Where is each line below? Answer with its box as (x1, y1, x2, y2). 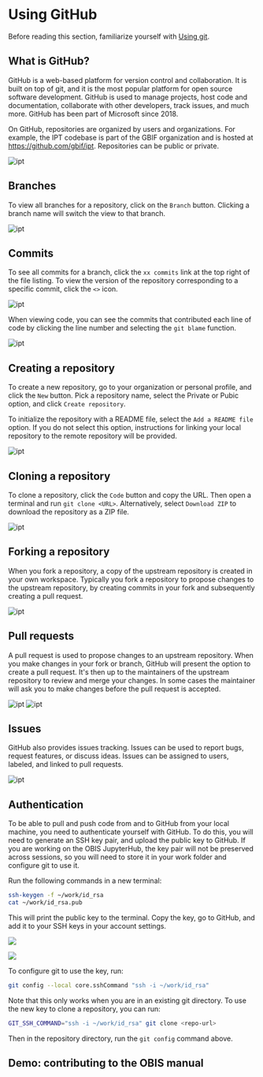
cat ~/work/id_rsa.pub (8, 899, 83, 907)
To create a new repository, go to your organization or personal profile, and (8, 383, 252, 392)
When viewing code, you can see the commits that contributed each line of (8, 315, 252, 324)
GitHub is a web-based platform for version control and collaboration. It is (8, 75, 247, 84)
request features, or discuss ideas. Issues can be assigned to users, (8, 751, 229, 761)
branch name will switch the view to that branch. (8, 208, 165, 218)
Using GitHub (8, 6, 98, 24)
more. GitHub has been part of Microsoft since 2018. (8, 109, 179, 118)
